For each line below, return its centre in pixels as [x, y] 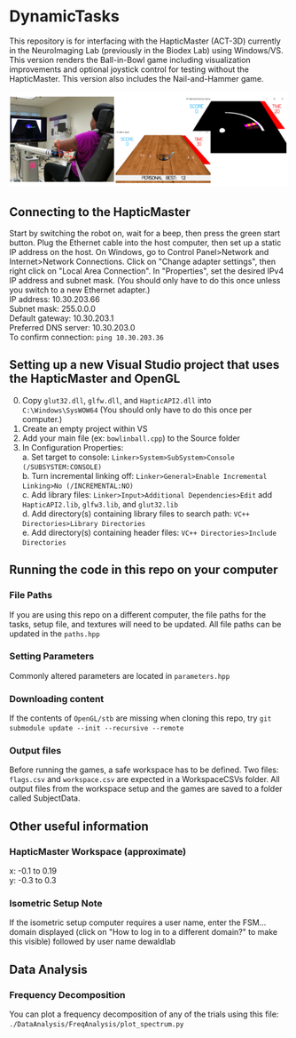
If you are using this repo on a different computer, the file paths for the [138, 614]
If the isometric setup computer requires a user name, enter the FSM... [138, 922]
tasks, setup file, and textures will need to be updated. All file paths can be [145, 624]
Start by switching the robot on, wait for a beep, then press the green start [145, 234]
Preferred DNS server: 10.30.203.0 [72, 328]
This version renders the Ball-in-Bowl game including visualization [130, 60]
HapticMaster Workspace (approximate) [98, 851]
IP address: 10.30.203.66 [55, 299]
